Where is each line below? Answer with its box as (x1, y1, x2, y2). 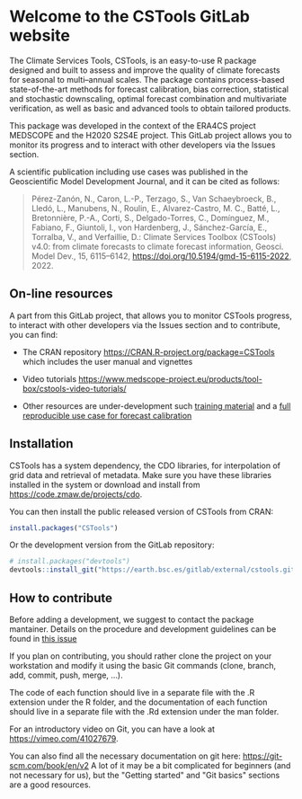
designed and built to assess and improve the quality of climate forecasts (9, 65, 280, 75)
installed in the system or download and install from (9, 479, 200, 490)
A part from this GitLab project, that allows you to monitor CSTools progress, (9, 310, 292, 321)
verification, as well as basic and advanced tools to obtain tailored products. (9, 102, 292, 113)
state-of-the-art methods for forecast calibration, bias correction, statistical (9, 84, 289, 94)
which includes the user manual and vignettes (22, 356, 193, 367)
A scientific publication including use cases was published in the (9, 166, 249, 177)
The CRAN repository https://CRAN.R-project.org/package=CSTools (22, 346, 276, 357)
